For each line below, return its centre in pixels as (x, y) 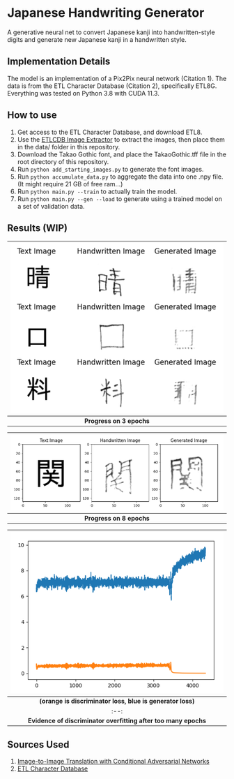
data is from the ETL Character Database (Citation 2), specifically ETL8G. (112, 86)
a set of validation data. (51, 206)
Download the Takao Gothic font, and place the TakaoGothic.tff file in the (122, 154)
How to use (32, 116)
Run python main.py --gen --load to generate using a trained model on (120, 199)
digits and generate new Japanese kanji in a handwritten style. (97, 39)
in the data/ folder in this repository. (69, 147)
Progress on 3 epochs (117, 421)
